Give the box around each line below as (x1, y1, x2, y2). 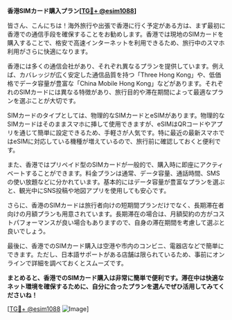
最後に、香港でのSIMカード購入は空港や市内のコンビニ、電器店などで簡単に (7, 242, 224, 250)
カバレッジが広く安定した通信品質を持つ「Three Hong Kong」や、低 (19, 70, 215, 79)
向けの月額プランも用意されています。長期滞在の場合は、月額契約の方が (7, 210, 213, 218)
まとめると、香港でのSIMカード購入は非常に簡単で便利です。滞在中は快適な (7, 274, 224, 282)
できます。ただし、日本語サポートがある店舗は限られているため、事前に (7, 250, 213, 258)
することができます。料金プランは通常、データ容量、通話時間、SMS (25, 169, 220, 177)
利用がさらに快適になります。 (7, 48, 92, 55)
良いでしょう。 (7, 227, 50, 235)
